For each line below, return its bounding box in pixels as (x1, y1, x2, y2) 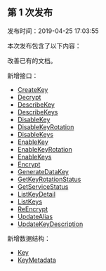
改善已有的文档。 (7, 56, 57, 65)
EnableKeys (17, 152, 52, 161)
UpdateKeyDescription (17, 220, 84, 228)
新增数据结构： (7, 234, 51, 242)
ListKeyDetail (17, 190, 56, 198)
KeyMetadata (17, 256, 56, 264)
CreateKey (17, 85, 48, 93)
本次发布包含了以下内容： (7, 41, 81, 50)
